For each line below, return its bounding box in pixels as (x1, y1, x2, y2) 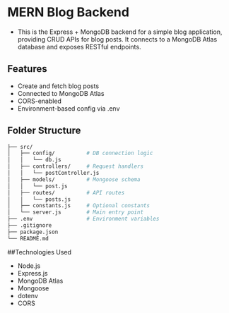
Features (7, 63, 47, 75)
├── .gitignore (7, 222, 52, 229)
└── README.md (7, 235, 49, 242)
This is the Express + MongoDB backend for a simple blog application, (17, 27, 223, 36)
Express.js (17, 269, 48, 277)
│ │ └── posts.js (7, 195, 71, 203)
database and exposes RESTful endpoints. (17, 42, 141, 51)
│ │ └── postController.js (7, 170, 100, 177)
